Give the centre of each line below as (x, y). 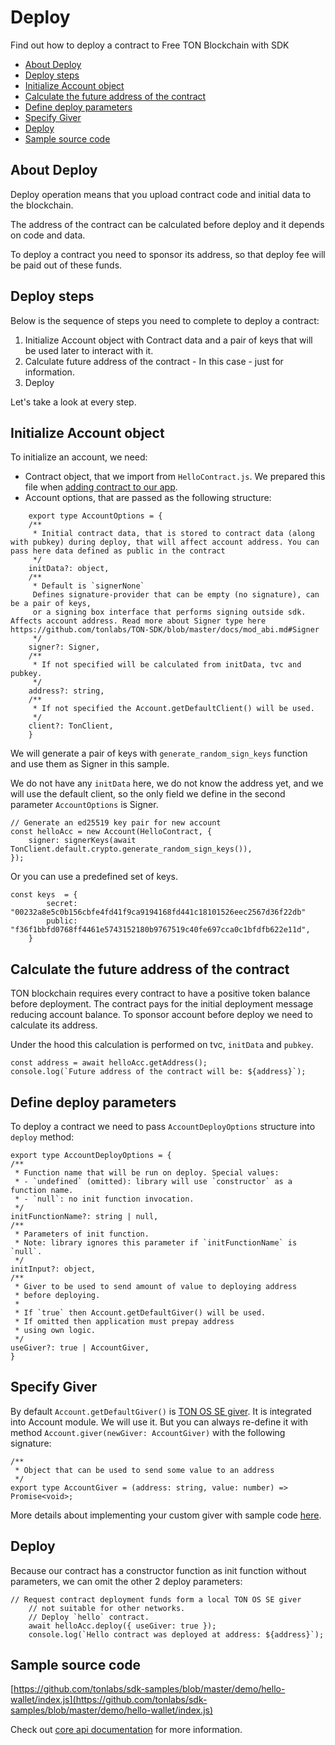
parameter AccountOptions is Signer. (84, 805)
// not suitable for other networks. (107, 1608)
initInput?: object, (53, 1269)
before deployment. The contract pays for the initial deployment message (162, 1004)
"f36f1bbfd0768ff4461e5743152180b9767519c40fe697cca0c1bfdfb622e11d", (160, 930)
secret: (62, 904)
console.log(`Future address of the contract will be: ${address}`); (158, 1072)
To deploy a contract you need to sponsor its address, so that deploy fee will (168, 254)
